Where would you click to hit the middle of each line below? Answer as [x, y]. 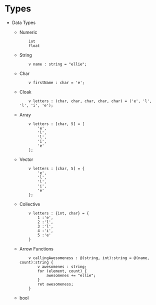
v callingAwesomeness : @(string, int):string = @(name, [89, 258]
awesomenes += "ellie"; [71, 275]
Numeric [28, 32]
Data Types [24, 22]
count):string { [36, 262]
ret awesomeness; [55, 284]
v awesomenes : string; [62, 266]
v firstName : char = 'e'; [57, 82]
